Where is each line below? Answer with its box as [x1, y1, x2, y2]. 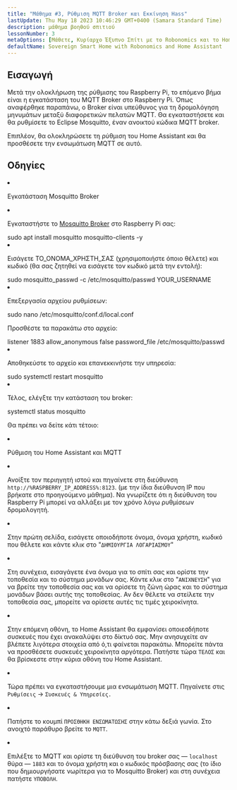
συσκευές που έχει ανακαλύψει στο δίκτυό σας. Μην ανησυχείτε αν [7, 632, 208, 640]
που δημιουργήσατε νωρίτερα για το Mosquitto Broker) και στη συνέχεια [7, 767, 221, 775]
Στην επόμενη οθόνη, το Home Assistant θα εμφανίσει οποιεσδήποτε [7, 625, 209, 633]
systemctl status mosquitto [7, 407, 86, 415]
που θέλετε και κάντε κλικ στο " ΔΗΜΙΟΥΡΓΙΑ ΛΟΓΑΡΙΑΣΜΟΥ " [7, 540, 174, 549]
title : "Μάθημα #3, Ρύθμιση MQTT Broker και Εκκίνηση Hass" [7, 10, 188, 18]
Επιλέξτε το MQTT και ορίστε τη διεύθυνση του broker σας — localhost [7, 752, 218, 760]
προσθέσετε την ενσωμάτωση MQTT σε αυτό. [7, 139, 142, 147]
